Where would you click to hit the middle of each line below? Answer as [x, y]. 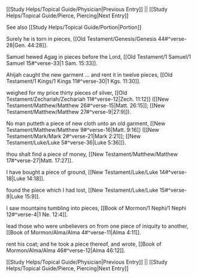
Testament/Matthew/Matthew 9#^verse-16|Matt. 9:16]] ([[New [83, 130]
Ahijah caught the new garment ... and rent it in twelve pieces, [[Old [90, 75]
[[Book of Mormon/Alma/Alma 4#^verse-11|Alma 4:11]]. [74, 232]
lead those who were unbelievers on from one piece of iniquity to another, [97, 226]
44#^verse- [172, 39]
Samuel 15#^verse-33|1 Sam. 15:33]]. [52, 63]
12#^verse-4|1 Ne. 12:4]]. [37, 214]
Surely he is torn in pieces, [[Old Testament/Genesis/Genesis [81, 39]
